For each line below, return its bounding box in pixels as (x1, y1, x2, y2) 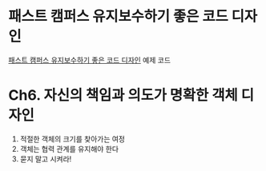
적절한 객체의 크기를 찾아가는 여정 (19, 133, 126, 144)
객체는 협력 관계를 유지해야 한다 (19, 144, 119, 153)
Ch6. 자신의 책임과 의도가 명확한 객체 (8, 86, 238, 105)
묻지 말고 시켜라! (19, 153, 72, 164)
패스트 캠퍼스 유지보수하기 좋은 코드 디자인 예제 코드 (8, 55, 171, 65)
